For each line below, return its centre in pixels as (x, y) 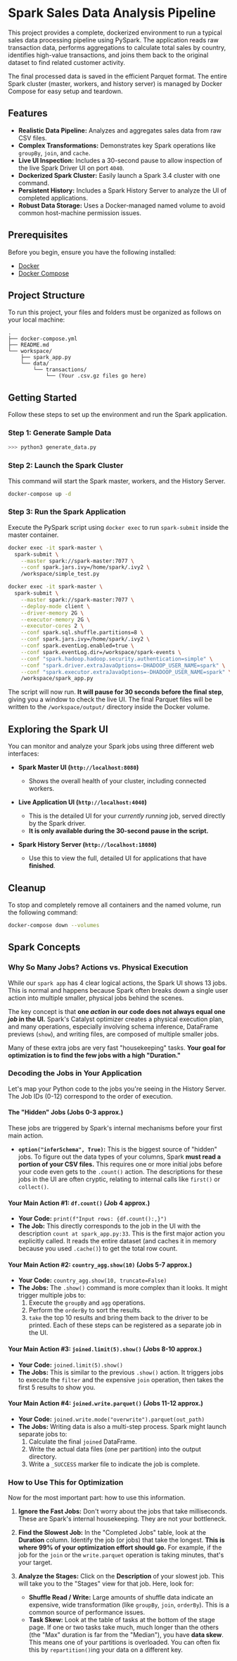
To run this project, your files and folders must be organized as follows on (115, 313)
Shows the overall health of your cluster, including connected (117, 781)
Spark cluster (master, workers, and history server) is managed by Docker (115, 83)
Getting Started (43, 398)
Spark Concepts (44, 947)
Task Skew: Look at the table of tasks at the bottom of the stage (122, 1620)
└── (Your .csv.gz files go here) (96, 376)
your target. (35, 1563)
